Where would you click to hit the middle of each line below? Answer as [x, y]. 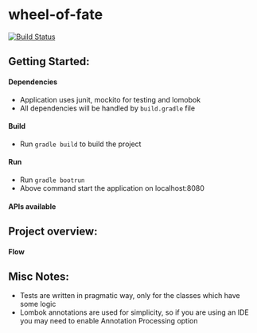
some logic [38, 304]
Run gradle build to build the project [80, 144]
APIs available [32, 206]
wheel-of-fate [56, 15]
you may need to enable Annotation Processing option [109, 321]
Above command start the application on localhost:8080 [112, 188]
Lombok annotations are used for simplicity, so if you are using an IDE [134, 312]
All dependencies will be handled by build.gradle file [107, 108]
